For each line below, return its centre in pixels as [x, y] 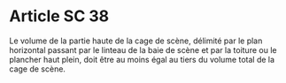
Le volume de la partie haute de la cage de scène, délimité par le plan [136, 41]
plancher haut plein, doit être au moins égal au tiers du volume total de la [142, 59]
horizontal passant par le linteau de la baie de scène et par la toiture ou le [143, 49]
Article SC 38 [59, 16]
